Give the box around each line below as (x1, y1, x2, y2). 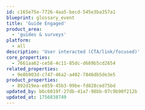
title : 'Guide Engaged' (6, 20, 67, 26)
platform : (6, 37, 32, 43)
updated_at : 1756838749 (6, 94, 67, 100)
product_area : (6, 26, 43, 32)
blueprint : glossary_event (6, 15, 75, 21)
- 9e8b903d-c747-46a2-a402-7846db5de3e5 (12, 71, 116, 78)
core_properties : (6, 54, 51, 61)
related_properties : (6, 65, 59, 72)
